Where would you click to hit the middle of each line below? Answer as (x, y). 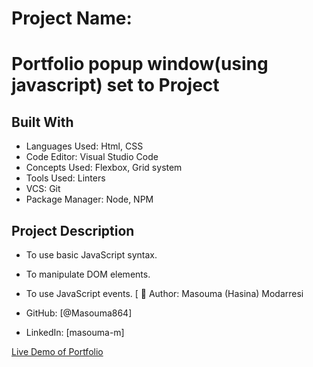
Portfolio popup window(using (140, 64)
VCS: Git (43, 189)
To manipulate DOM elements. (88, 274)
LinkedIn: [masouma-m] (75, 332)
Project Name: (72, 18)
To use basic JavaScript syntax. (91, 255)
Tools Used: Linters (65, 178)
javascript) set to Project (115, 85)
